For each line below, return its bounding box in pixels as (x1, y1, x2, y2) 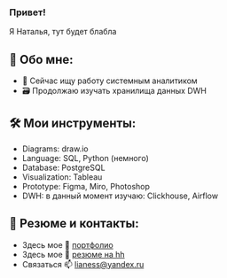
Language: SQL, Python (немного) (21, 152, 149, 163)
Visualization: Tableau (21, 171, 103, 182)
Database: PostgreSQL (21, 162, 106, 173)
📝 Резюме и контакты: (9, 216, 139, 231)
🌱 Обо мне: (9, 51, 74, 67)
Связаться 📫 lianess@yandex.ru (21, 259, 145, 269)
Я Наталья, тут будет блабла (9, 27, 117, 37)
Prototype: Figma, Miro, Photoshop (21, 181, 151, 191)
